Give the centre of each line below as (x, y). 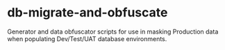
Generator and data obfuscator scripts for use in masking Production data (113, 32)
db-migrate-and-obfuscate (87, 13)
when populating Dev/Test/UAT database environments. (87, 38)
